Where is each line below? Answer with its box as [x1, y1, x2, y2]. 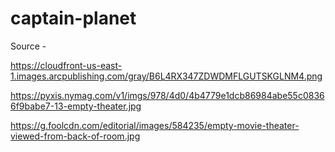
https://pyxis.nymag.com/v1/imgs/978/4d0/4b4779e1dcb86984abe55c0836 [10, 89, 325, 101]
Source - [10, 40, 47, 52]
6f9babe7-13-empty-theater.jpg [10, 100, 142, 112]
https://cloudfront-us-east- [10, 59, 123, 71]
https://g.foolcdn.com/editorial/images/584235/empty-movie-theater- [10, 119, 300, 131]
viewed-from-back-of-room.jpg [10, 130, 141, 142]
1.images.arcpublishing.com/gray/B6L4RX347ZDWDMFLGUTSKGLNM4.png [10, 70, 323, 82]
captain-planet [10, 7, 137, 30]
